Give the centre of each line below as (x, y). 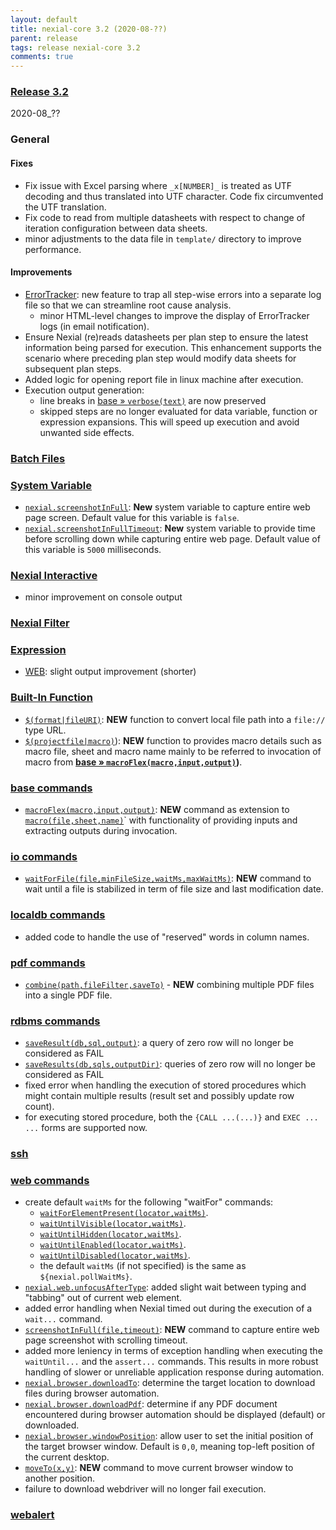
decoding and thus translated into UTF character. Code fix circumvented (174, 196)
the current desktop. (67, 1457)
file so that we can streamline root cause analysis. (128, 305)
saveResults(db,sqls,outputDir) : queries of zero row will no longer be (170, 1064)
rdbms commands (55, 1021)
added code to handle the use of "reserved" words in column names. (167, 937)
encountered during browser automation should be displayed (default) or (175, 1415)
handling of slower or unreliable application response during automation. (174, 1372)
